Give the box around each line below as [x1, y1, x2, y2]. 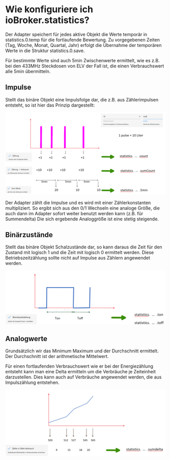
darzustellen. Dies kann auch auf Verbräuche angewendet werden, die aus [5, 374, 162, 380]
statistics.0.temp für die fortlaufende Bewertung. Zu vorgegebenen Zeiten [5, 37, 160, 43]
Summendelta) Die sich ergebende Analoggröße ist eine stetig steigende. [5, 216, 159, 222]
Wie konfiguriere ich [5, 4, 93, 15]
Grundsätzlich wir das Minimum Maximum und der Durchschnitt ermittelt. [5, 348, 159, 354]
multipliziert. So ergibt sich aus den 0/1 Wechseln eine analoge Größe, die [5, 205, 160, 211]
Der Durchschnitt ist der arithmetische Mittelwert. [5, 353, 109, 360]
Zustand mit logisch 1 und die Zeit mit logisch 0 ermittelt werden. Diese [5, 249, 154, 255]
